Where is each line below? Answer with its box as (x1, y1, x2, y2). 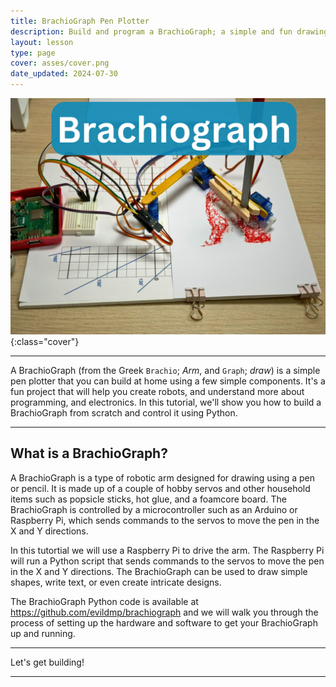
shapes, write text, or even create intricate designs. (10, 576, 222, 588)
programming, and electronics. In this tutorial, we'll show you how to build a (10, 396, 322, 408)
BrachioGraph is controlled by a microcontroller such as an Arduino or (10, 503, 298, 515)
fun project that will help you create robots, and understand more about (10, 386, 305, 397)
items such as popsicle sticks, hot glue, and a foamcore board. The (10, 493, 287, 505)
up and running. (10, 627, 76, 639)
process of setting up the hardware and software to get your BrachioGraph (10, 616, 318, 629)
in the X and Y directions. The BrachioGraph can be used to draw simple (10, 565, 308, 577)
